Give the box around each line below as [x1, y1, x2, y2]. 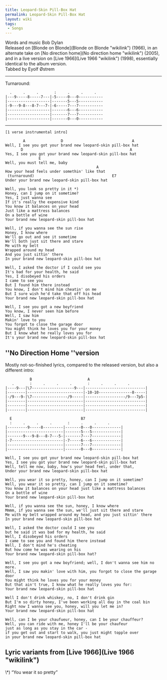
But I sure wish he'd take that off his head [5, 292, 101, 297]
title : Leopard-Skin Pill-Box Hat [5, 7, 77, 12]
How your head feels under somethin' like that [5, 169, 106, 174]
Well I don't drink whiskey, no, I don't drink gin [5, 595, 114, 600]
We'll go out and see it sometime [5, 235, 77, 240]
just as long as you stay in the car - [5, 626, 88, 631]
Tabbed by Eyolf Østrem [5, 66, 55, 72]
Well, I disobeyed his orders [5, 534, 68, 539]
